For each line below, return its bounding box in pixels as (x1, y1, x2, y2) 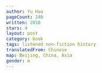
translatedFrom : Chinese (6, 47, 67, 53)
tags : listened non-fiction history (6, 42, 96, 48)
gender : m (6, 58, 31, 64)
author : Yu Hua (6, 8, 44, 15)
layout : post (6, 31, 38, 36)
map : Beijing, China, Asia (6, 52, 73, 58)
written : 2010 (6, 19, 41, 25)
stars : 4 (6, 25, 28, 31)
